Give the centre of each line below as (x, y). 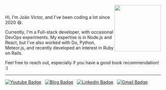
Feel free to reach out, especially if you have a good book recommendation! (82, 63)
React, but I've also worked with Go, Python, (50, 43)
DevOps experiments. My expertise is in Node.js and (59, 37)
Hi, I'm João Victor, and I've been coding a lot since (58, 17)
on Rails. (14, 53)
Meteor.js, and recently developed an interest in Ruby (59, 48)
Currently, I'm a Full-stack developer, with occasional (59, 32)
